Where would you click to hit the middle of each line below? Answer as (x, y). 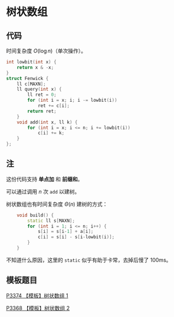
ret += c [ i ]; (53, 106)
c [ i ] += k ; (51, 133)
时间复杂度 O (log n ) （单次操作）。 (46, 51)
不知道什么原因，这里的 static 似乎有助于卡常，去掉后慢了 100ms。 (89, 260)
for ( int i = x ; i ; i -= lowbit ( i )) (72, 101)
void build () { (35, 215)
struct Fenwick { (27, 78)
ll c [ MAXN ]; (31, 84)
